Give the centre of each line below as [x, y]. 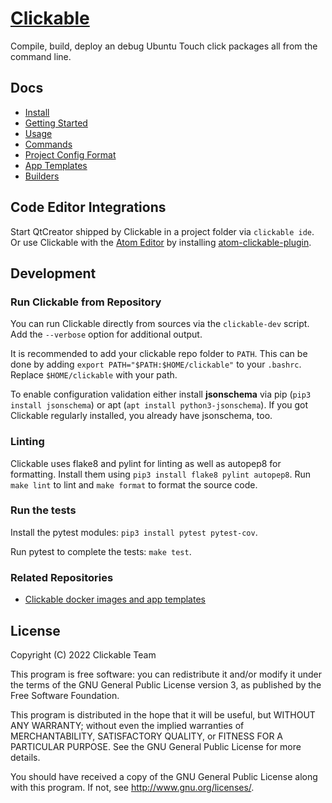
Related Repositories [62, 577]
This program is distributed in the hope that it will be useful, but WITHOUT [163, 714]
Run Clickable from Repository [86, 302]
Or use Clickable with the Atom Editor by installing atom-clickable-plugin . [161, 242]
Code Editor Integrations [88, 207]
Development [53, 273]
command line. [41, 56]
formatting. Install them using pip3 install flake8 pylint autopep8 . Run [160, 474]
